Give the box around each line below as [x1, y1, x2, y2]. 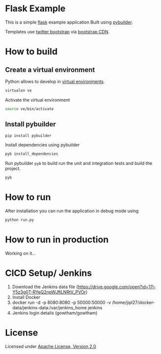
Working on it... [5, 250, 36, 256]
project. [5, 166, 21, 172]
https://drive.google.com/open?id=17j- [78, 284, 156, 290]
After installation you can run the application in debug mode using [5, 208, 139, 214]
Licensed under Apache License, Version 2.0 [5, 343, 96, 349]
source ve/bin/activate [5, 106, 54, 111]
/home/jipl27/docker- [112, 299, 155, 305]
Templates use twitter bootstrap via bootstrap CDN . [5, 29, 110, 34]
